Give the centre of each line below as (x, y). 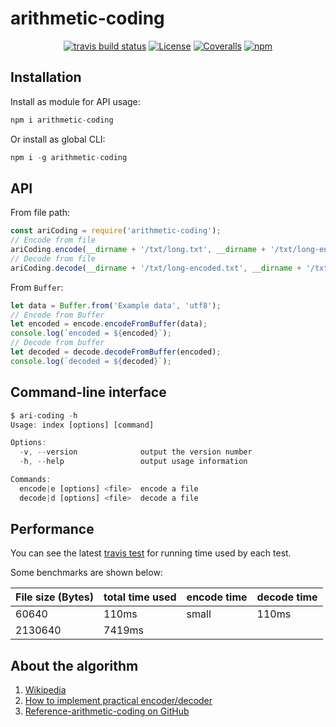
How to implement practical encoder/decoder (118, 701)
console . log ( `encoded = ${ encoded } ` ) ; (91, 333)
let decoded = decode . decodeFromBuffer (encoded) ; (116, 352)
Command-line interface (88, 392)
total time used (140, 597)
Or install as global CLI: (58, 139)
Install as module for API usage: (75, 101)
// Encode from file (53, 240)
